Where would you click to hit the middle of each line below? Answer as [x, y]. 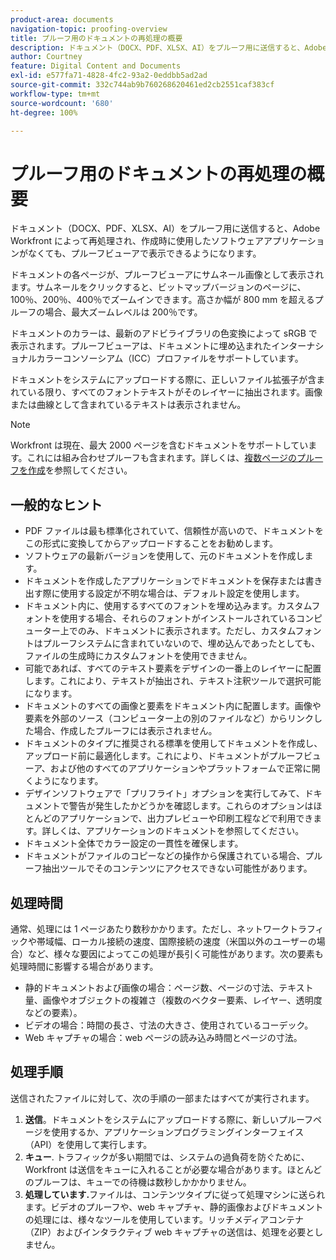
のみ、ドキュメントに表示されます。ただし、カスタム [186, 631]
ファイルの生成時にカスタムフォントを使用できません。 [138, 656]
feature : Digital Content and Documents [96, 66]
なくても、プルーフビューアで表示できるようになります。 [144, 253]
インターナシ [298, 346]
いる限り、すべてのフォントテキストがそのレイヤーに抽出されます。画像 [175, 392]
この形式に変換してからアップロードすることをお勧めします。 [151, 543]
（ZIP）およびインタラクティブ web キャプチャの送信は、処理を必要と [169, 1232]
